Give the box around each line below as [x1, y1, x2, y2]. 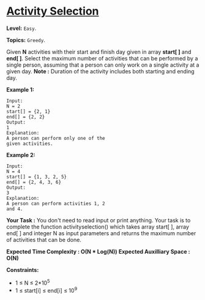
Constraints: [6, 266, 39, 273]
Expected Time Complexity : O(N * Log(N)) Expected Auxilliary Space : [6, 247, 190, 255]
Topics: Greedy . [6, 36, 46, 43]
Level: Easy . [6, 24, 37, 32]
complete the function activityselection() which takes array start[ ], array [6, 223, 190, 230]
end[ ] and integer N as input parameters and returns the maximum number [6, 229, 196, 236]
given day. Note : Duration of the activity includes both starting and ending [6, 67, 195, 75]
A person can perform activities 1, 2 [6, 200, 105, 207]
